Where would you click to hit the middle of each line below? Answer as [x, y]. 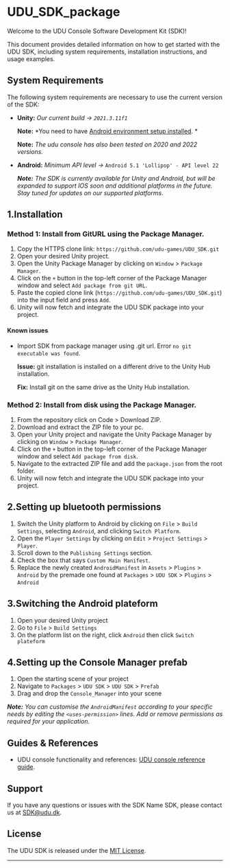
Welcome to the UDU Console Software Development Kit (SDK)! [97, 31]
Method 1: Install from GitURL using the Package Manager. [106, 234]
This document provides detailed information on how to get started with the [114, 44]
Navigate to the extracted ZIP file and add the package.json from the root [119, 463]
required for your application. [49, 722]
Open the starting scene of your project [73, 679]
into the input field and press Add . [64, 300]
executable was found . [49, 353]
